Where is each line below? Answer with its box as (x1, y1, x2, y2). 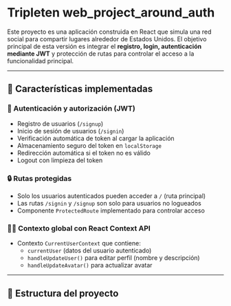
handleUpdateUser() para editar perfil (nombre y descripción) (27, 254, 201, 262)
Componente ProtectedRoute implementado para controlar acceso (16, 206, 205, 215)
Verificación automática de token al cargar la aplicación (16, 134, 175, 142)
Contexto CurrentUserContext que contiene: (16, 239, 141, 248)
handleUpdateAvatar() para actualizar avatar (27, 261, 153, 270)
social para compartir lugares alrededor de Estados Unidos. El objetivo (7, 34, 207, 43)
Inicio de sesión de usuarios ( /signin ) (16, 127, 124, 135)
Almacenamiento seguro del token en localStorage (16, 141, 162, 149)
